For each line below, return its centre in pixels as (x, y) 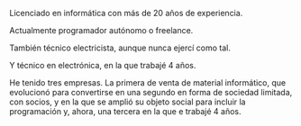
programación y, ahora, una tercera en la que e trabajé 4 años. (125, 111)
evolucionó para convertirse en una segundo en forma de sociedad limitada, (151, 92)
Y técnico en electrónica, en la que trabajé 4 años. (103, 65)
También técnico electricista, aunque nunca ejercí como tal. (120, 48)
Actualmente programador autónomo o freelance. (101, 30)
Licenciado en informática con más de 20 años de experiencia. (126, 13)
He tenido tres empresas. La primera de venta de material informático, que (148, 83)
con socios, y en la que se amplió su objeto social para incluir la (128, 102)
